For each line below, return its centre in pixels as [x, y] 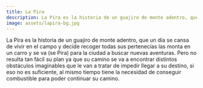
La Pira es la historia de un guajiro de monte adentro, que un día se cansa [98, 40]
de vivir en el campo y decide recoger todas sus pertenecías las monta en [98, 46]
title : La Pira [25, 12]
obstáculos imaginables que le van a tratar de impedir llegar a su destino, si [100, 66]
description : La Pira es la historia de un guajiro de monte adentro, [97, 17]
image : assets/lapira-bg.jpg [43, 23]
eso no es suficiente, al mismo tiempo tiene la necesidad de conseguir [94, 72]
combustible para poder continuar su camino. [63, 78]
